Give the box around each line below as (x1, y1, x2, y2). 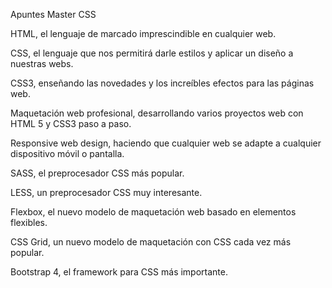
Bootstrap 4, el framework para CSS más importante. (10, 266, 228, 278)
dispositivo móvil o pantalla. (10, 148, 125, 159)
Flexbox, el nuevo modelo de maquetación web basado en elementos (10, 206, 297, 218)
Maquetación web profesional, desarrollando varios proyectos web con (10, 107, 304, 119)
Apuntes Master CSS (10, 9, 97, 20)
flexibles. (10, 217, 48, 228)
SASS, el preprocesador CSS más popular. (10, 167, 185, 179)
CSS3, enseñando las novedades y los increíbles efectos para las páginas (10, 77, 315, 89)
